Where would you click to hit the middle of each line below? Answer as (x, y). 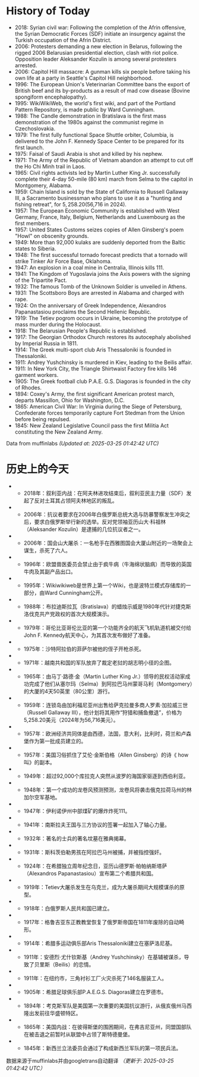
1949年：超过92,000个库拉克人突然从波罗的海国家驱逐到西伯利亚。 (106, 776)
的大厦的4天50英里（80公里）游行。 (68, 691)
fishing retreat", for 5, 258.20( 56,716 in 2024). (70, 204)
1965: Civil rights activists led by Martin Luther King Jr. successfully (97, 172)
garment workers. (37, 375)
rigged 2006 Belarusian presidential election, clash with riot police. (97, 52)
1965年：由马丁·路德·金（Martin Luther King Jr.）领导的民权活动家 (104, 676)
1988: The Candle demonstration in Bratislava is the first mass (90, 116)
